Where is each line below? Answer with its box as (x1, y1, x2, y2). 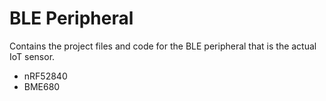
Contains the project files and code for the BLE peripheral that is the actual (9, 40, 317, 52)
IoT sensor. (9, 50, 56, 62)
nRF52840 (23, 70, 68, 82)
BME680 (23, 80, 61, 92)
